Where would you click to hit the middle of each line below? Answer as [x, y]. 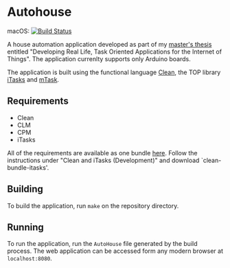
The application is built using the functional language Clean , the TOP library [114, 72]
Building [25, 189]
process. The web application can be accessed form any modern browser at [115, 251]
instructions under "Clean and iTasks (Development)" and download [103, 160]
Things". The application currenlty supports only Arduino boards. [99, 58]
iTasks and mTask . [33, 79]
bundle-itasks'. [28, 167]
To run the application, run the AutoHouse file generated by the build [102, 244]
